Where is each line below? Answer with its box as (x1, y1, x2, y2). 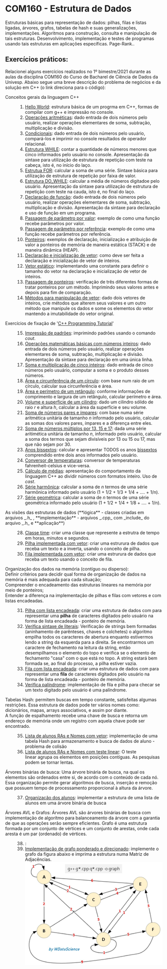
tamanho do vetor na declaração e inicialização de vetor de (24, 268, 147, 274)
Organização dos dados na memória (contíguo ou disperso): (5, 566, 129, 572)
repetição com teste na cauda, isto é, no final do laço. (24, 188, 136, 195)
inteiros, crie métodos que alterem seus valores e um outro (24, 300, 146, 306)
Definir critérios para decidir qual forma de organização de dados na (5, 571, 146, 577)
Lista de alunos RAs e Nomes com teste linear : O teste (24, 748, 137, 754)
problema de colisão (24, 743, 67, 749)
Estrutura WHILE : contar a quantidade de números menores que (24, 146, 157, 152)
